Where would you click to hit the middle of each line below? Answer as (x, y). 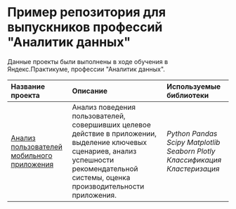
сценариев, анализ (104, 151)
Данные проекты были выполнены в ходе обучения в (88, 61)
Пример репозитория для (87, 12)
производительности (108, 186)
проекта (25, 95)
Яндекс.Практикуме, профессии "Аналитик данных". (86, 69)
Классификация (194, 160)
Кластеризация (193, 168)
